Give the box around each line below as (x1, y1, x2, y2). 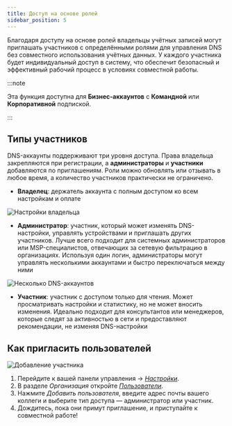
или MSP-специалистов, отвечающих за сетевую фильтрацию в (17, 244, 208, 252)
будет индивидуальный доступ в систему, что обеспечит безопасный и (7, 58, 220, 66)
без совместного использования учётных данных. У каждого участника (7, 50, 222, 59)
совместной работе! (17, 411, 78, 420)
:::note (7, 79, 26, 87)
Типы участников (7, 133, 88, 145)
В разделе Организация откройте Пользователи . (17, 382, 164, 390)
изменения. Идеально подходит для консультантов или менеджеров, (17, 307, 224, 316)
